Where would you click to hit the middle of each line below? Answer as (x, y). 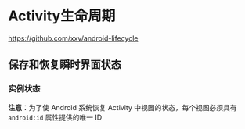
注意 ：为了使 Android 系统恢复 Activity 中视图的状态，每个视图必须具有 (122, 107)
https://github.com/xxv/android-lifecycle (73, 38)
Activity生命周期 (62, 16)
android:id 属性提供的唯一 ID (55, 117)
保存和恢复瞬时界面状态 (65, 64)
